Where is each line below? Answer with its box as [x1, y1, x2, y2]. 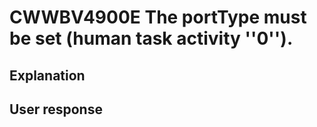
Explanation [9, 67, 86, 84]
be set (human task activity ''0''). [9, 27, 294, 50]
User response [9, 101, 103, 118]
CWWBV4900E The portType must [9, 6, 307, 29]
